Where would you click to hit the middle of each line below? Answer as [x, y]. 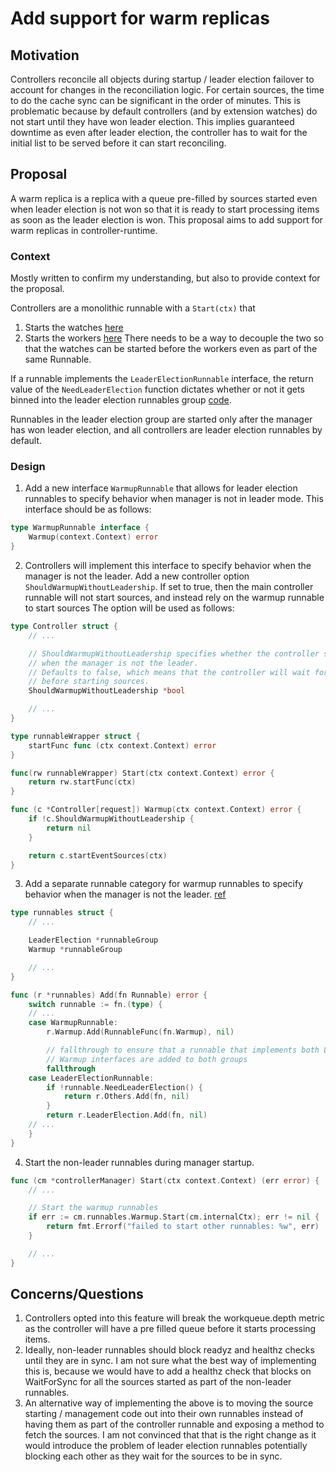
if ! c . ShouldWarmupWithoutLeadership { [111, 819]
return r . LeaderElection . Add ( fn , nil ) [127, 1115]
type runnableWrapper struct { [75, 736]
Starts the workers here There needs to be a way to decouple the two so [174, 338]
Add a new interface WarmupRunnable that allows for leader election [161, 488]
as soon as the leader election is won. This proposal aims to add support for [166, 219]
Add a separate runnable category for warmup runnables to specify [164, 884]
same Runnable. [58, 359]
